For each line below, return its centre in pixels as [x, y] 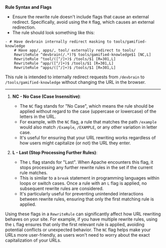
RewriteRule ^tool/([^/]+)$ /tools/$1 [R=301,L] [65, 59]
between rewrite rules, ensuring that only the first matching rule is [87, 199]
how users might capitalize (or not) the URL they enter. [75, 143]
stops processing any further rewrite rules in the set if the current [86, 167]
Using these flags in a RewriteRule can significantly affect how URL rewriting [83, 214]
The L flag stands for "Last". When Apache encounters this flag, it [86, 162]
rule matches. [34, 173]
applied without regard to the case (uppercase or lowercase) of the [88, 111]
